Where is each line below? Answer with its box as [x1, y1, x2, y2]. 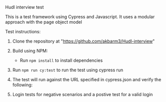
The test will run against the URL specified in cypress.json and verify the [12, 77, 162, 82]
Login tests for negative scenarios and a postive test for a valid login [12, 92, 153, 97]
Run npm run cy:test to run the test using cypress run [12, 67, 124, 73]
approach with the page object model [5, 19, 82, 25]
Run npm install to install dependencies [19, 57, 103, 63]
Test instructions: [5, 29, 41, 34]
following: [12, 82, 33, 88]
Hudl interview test [5, 4, 44, 10]
